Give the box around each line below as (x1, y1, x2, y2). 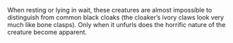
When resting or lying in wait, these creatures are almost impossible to (7, 6, 213, 14)
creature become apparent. (7, 28, 87, 36)
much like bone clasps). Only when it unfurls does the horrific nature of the (7, 21, 226, 28)
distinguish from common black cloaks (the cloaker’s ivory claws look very (7, 13, 225, 21)
